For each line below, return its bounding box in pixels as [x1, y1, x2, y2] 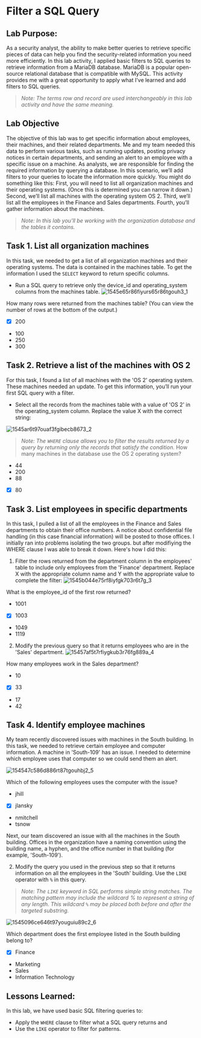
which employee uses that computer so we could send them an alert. [6, 755, 178, 762]
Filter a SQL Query [6, 4, 100, 18]
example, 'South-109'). [6, 851, 63, 859]
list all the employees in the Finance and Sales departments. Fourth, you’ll [6, 198, 190, 206]
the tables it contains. [21, 223, 75, 230]
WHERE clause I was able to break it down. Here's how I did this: [6, 546, 167, 553]
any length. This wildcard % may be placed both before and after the [21, 901, 191, 908]
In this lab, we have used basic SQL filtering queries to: [6, 1007, 143, 1014]
